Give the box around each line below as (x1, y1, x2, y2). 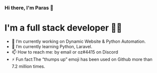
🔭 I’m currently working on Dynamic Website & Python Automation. (11, 38, 146, 44)
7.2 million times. (11, 63, 45, 69)
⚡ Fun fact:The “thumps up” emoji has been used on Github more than (11, 56, 153, 62)
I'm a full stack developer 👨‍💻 (4, 22, 122, 34)
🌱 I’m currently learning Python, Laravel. (11, 43, 93, 49)
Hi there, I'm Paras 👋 (4, 4, 54, 11)
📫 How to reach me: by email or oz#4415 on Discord (11, 49, 118, 55)
